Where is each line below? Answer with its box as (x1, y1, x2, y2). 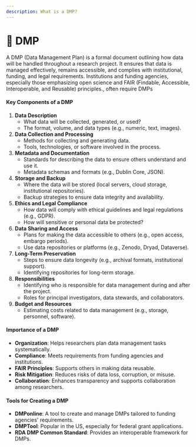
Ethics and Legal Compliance (14, 199, 88, 207)
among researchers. (14, 383, 64, 390)
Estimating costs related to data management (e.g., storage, (23, 306, 169, 313)
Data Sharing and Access (14, 225, 78, 232)
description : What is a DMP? (6, 8, 78, 15)
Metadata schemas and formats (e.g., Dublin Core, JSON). (23, 168, 165, 175)
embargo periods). (23, 237, 69, 244)
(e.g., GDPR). (23, 212, 55, 219)
